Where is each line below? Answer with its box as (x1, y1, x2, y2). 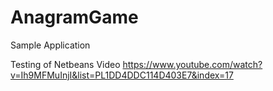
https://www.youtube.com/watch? (122, 58, 263, 70)
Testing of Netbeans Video (10, 58, 121, 70)
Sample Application (10, 39, 91, 51)
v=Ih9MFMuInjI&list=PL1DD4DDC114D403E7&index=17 (10, 69, 234, 81)
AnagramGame (10, 6, 139, 29)
